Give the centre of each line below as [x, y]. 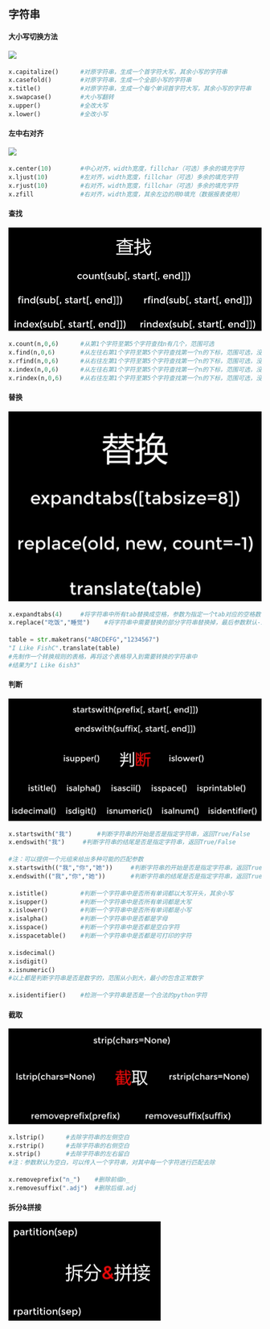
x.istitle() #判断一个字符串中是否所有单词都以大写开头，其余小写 [121, 893]
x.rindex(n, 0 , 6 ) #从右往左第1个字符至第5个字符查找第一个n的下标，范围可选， [132, 378]
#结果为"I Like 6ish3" [45, 665]
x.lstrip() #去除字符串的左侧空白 [69, 1137]
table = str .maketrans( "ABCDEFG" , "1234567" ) [84, 640]
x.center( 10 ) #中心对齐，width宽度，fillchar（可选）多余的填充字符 [127, 169]
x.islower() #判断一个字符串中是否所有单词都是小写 [100, 910]
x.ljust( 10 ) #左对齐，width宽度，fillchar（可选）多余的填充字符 [123, 177]
